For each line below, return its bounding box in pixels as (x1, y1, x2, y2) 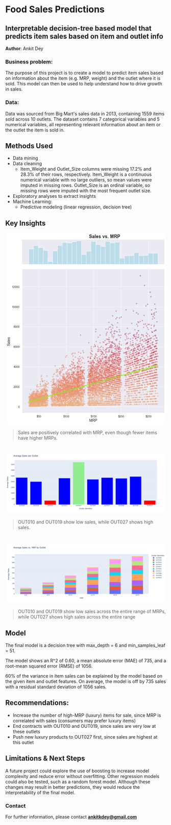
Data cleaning (12, 161, 42, 167)
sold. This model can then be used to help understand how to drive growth (5, 81, 162, 87)
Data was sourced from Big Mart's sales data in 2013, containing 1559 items (5, 110, 165, 117)
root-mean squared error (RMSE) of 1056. (5, 663, 93, 669)
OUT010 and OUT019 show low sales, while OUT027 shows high (17, 519, 154, 525)
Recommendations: (5, 699, 69, 707)
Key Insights (5, 219, 46, 227)
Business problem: (5, 58, 53, 65)
